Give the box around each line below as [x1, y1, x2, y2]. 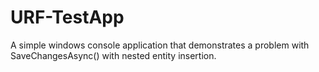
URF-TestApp [10, 6, 125, 29]
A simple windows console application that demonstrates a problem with [10, 39, 310, 51]
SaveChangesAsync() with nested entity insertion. [10, 49, 217, 61]
